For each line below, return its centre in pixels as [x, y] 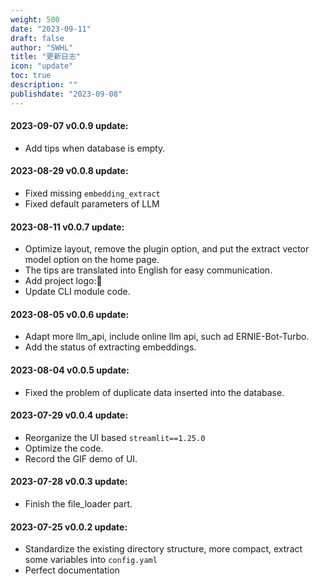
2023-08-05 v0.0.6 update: [70, 314]
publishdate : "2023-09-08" [66, 94]
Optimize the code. [64, 448]
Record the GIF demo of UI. [81, 458]
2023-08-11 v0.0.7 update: [67, 227]
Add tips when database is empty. [95, 148]
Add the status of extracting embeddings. [110, 347]
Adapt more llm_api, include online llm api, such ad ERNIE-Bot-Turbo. [167, 337]
